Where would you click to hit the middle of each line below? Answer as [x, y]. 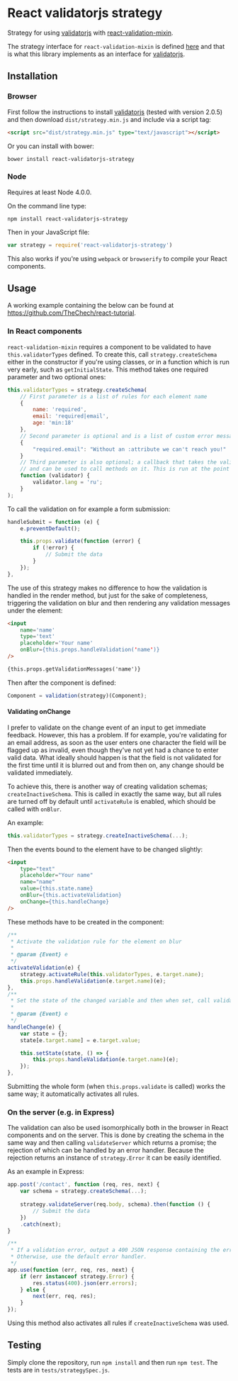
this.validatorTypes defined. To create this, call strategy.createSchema [112, 354]
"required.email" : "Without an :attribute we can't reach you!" [130, 449]
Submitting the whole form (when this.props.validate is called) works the [116, 1087]
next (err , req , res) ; [65, 1296]
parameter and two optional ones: [57, 376]
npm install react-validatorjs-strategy [68, 219]
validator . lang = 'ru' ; [68, 482]
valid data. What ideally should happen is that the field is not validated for [114, 757]
